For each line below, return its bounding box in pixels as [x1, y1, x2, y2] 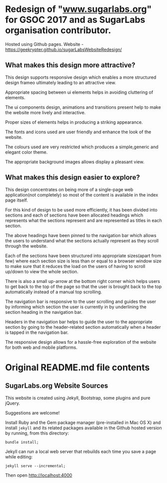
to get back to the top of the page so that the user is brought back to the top [5, 283, 162, 289]
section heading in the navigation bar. [5, 309, 83, 315]
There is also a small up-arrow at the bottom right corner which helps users [5, 278, 161, 284]
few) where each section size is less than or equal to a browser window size [5, 258, 162, 264]
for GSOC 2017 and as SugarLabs [5, 14, 146, 25]
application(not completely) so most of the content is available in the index [5, 192, 159, 198]
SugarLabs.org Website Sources [5, 382, 108, 390]
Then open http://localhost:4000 [5, 472, 72, 478]
